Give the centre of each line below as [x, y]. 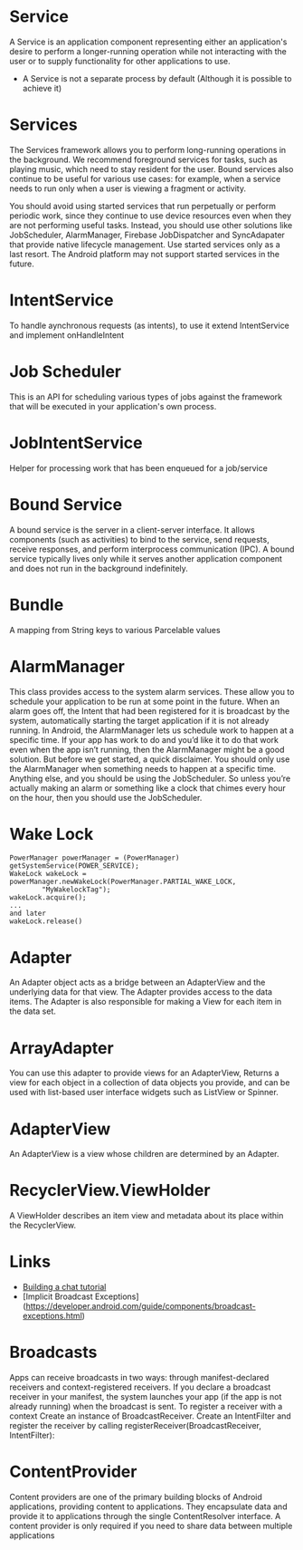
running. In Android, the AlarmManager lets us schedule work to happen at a [151, 730]
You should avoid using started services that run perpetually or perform [143, 206]
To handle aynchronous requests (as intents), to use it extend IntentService [149, 325]
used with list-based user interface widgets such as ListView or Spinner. [144, 1093]
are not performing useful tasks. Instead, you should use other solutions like [151, 225]
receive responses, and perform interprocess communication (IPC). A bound [152, 549]
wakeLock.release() [46, 921]
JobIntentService [76, 443]
